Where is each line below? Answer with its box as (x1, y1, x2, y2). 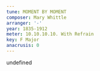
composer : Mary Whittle (6, 14, 67, 20)
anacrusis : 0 (6, 43, 40, 49)
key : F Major (6, 37, 40, 43)
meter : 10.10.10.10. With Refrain (6, 31, 95, 37)
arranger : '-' (6, 20, 43, 26)
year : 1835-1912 (6, 25, 48, 32)
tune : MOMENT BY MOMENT (6, 8, 67, 15)
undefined (6, 58, 32, 66)
